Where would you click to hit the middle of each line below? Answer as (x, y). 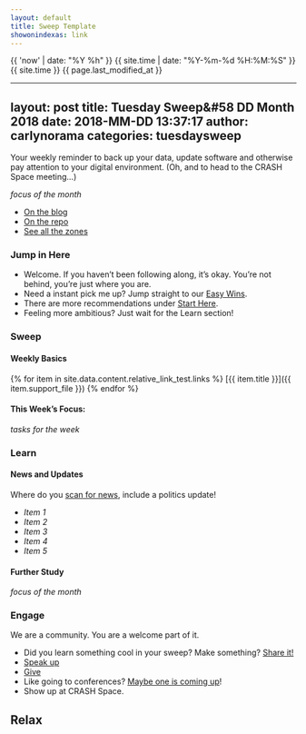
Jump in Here (40, 255)
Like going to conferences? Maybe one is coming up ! (123, 681)
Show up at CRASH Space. (74, 691)
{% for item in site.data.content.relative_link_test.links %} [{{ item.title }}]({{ (151, 379)
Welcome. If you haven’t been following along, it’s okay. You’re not (147, 274)
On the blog (45, 212)
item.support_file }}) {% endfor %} (74, 388)
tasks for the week (45, 429)
